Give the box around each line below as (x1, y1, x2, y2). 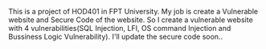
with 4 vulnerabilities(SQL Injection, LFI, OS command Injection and (8, 24, 231, 32)
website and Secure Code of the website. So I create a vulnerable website (8, 15, 253, 24)
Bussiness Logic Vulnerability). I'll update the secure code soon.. (8, 32, 223, 41)
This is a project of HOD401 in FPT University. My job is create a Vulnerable (8, 7, 259, 16)
